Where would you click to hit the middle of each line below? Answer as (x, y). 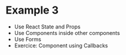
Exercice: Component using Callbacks (61, 46)
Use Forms (27, 39)
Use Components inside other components (67, 33)
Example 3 (32, 10)
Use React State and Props (47, 27)
